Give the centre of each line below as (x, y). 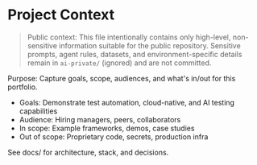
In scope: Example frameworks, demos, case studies (107, 128)
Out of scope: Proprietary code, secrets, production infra (114, 136)
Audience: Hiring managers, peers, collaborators (100, 119)
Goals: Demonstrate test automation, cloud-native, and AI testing (127, 102)
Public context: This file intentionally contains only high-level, (129, 37)
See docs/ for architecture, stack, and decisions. (88, 152)
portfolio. (23, 87)
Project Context (61, 15)
